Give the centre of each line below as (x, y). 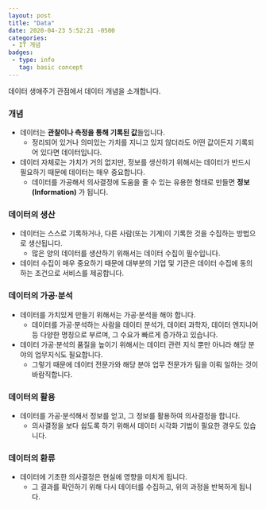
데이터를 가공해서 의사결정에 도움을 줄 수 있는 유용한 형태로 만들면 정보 (141, 182)
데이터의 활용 (32, 397)
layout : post (30, 16)
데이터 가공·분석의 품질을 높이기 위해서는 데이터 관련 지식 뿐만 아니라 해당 (133, 344)
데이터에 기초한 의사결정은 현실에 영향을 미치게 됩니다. (104, 477)
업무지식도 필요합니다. (69, 354)
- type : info (33, 60)
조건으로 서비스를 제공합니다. (79, 273)
